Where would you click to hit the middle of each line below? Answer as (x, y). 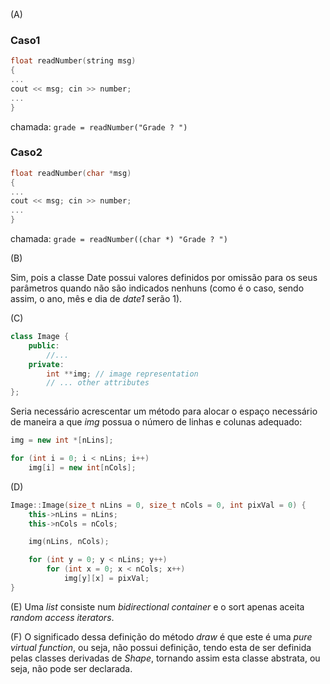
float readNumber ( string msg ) (73, 61)
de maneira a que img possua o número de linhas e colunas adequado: (156, 422)
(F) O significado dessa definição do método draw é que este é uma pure (161, 636)
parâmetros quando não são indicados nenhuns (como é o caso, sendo (157, 288)
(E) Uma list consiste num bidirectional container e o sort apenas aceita (157, 606)
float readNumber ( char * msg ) (71, 173)
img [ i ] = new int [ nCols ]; (82, 467)
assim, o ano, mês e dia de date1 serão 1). (96, 299)
